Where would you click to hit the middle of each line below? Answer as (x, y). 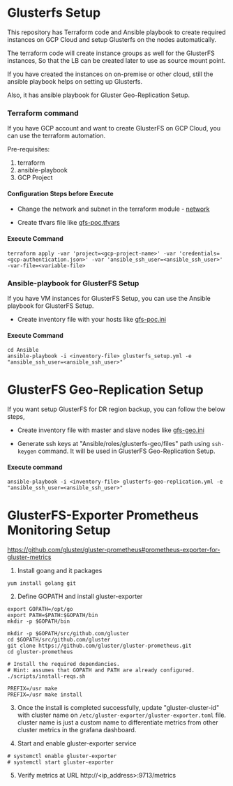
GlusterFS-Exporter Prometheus (103, 516)
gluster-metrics (29, 557)
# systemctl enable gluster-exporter (62, 756)
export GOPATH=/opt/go (40, 609)
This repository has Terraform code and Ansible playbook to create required (116, 32)
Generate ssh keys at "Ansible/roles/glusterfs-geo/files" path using (114, 444)
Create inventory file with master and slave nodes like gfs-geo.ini (111, 430)
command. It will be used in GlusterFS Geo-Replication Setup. (127, 451)
